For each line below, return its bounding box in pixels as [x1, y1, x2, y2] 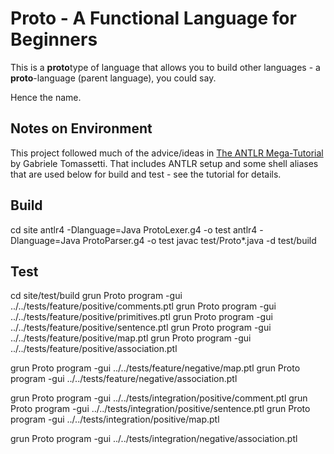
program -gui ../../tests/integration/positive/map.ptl [10, 413, 220, 426]
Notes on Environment [10, 120, 153, 137]
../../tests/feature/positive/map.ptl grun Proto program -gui [10, 332, 252, 344]
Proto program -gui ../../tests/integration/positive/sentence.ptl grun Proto [10, 403, 311, 415]
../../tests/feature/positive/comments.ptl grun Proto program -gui [10, 300, 277, 312]
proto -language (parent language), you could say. [10, 72, 217, 84]
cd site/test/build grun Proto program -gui [10, 290, 183, 302]
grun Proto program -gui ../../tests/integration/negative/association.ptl [10, 433, 298, 445]
